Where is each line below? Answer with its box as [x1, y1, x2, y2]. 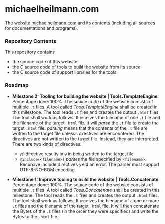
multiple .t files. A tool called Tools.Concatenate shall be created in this [12, 187, 160, 193]
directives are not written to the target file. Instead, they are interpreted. [12, 136, 160, 142]
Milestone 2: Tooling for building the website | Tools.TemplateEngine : [12, 93, 159, 99]
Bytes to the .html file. [12, 213, 59, 219]
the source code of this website [12, 59, 78, 65]
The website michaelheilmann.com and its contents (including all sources [5, 20, 156, 26]
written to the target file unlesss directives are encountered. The [12, 130, 144, 136]
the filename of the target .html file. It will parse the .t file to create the [12, 120, 159, 126]
